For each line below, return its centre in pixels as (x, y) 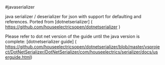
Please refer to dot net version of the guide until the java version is (72, 36)
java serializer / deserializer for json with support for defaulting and (73, 16)
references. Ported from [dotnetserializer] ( (49, 22)
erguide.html (18, 57)
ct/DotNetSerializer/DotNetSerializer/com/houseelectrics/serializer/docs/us (82, 52)
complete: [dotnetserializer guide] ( (41, 42)
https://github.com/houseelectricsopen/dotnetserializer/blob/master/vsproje (82, 47)
